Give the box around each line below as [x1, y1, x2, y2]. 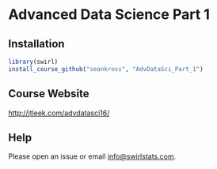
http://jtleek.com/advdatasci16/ [8, 108, 110, 118]
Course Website [8, 87, 89, 100]
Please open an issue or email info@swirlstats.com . [8, 152, 177, 161]
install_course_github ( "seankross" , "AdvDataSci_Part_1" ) [8, 65, 204, 73]
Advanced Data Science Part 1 [8, 6, 210, 24]
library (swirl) [8, 58, 59, 66]
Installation [8, 37, 65, 51]
